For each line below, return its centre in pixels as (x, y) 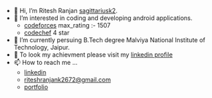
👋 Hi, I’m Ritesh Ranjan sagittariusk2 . (66, 11)
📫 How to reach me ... (45, 62)
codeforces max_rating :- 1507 (67, 25)
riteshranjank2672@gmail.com (67, 80)
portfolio (36, 87)
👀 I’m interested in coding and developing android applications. (103, 18)
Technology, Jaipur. (42, 47)
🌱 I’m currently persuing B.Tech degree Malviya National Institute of (109, 40)
